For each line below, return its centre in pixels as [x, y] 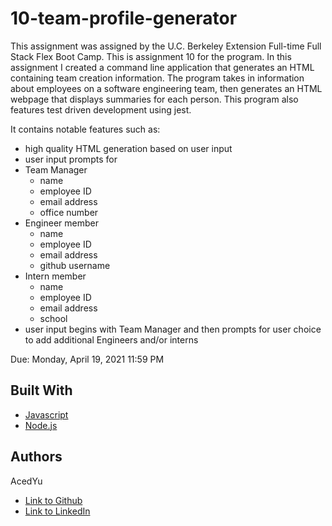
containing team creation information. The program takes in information [157, 78]
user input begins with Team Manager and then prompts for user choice [173, 329]
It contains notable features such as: [85, 129]
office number [69, 212]
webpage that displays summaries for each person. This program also [154, 99]
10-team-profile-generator [124, 18]
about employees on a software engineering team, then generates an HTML [166, 88]
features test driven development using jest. [101, 109]
